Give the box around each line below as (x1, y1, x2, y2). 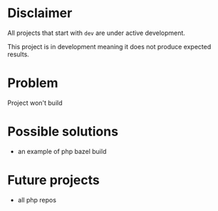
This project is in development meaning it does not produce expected (7, 42, 212, 51)
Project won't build (7, 98, 63, 107)
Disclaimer (7, 5, 73, 21)
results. (7, 50, 30, 58)
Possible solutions (7, 123, 119, 140)
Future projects (7, 173, 100, 188)
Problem (7, 75, 58, 91)
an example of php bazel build (17, 147, 107, 155)
